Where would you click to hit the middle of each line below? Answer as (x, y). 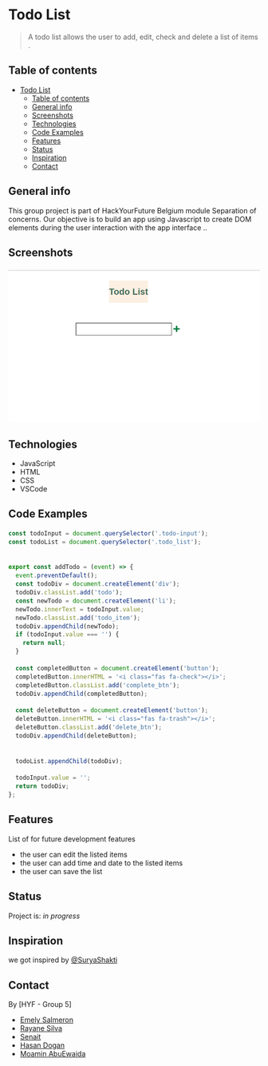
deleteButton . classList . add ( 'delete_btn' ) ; (89, 728)
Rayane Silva (41, 1028)
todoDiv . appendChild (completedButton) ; (82, 694)
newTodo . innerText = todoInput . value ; (80, 609)
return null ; (44, 643)
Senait (30, 1037)
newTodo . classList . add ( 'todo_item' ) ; (78, 618)
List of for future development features (72, 839)
